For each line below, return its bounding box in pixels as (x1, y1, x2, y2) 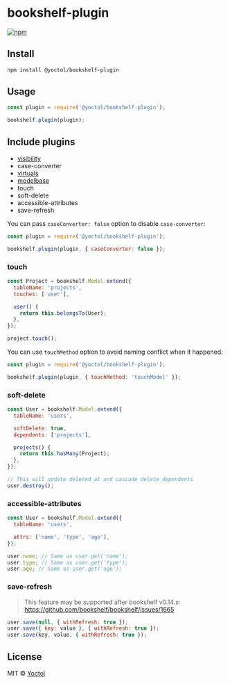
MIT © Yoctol (7, 669, 46, 677)
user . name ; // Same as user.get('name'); (7, 553, 129, 560)
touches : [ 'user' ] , (13, 291, 70, 298)
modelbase (17, 177, 50, 185)
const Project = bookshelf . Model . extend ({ (7, 278, 132, 285)
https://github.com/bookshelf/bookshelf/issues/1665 (24, 605, 175, 613)
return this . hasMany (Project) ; (19, 450, 110, 457)
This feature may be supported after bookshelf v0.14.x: (24, 598, 181, 606)
